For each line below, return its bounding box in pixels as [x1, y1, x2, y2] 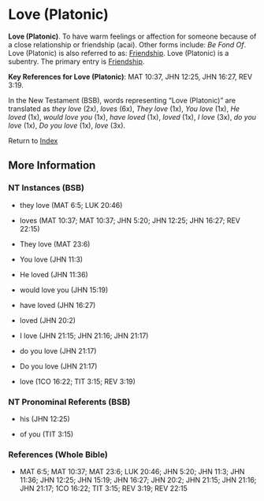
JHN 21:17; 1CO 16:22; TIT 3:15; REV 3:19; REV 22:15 [19, 484, 188, 493]
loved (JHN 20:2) [19, 315, 76, 325]
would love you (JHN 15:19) [19, 285, 109, 295]
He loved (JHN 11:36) [19, 269, 88, 279]
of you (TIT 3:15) [19, 429, 74, 439]
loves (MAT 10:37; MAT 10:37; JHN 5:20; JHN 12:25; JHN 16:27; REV [19, 215, 240, 225]
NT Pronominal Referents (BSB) [8, 396, 131, 407]
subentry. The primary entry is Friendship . [8, 57, 145, 66]
